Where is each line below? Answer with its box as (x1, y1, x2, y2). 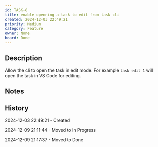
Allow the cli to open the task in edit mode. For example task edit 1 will (5, 67, 153, 73)
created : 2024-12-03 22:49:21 (5, 17, 68, 22)
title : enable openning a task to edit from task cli (5, 12, 120, 17)
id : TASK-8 (5, 7, 28, 13)
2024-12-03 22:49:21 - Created (5, 117, 70, 123)
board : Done (5, 36, 30, 41)
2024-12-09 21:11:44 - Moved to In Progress (5, 127, 96, 133)
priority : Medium (5, 21, 41, 27)
